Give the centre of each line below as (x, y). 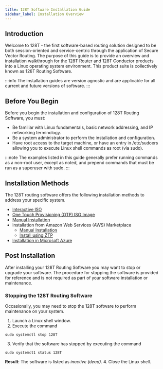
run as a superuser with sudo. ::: (37, 168)
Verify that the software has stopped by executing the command (77, 344)
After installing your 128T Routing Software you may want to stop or (73, 267)
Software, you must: (25, 118)
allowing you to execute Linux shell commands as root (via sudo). (78, 148)
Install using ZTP (36, 235)
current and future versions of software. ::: (48, 86)
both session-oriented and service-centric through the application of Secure (82, 51)
